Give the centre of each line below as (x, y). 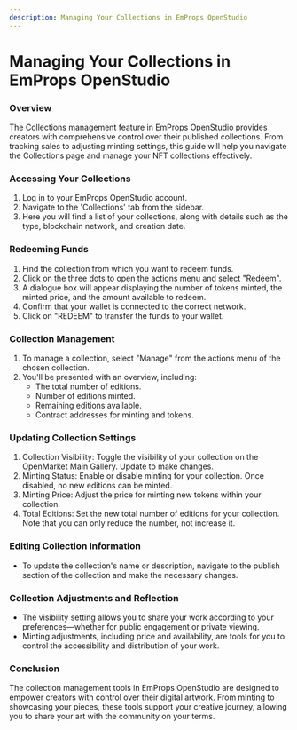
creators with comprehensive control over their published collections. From (146, 137)
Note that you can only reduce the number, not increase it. (129, 523)
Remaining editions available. (88, 405)
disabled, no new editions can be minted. (97, 486)
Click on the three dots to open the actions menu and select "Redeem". (152, 278)
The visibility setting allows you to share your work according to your (148, 617)
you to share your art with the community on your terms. (112, 717)
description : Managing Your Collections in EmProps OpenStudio (129, 17)
